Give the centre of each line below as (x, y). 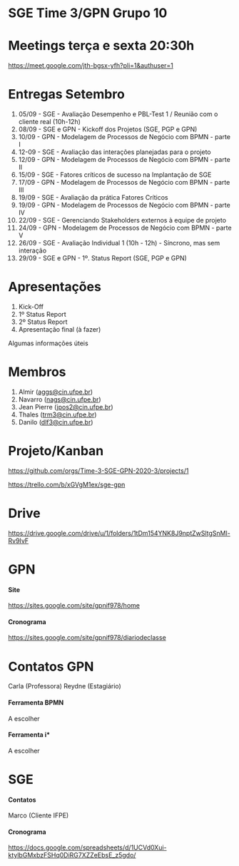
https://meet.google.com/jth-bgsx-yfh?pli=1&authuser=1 (91, 66)
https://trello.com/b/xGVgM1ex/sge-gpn (67, 484)
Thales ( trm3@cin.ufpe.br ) (57, 414)
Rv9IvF (19, 541)
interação (32, 250)
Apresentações (55, 287)
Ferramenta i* (29, 735)
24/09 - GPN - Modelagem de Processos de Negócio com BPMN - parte (125, 228)
